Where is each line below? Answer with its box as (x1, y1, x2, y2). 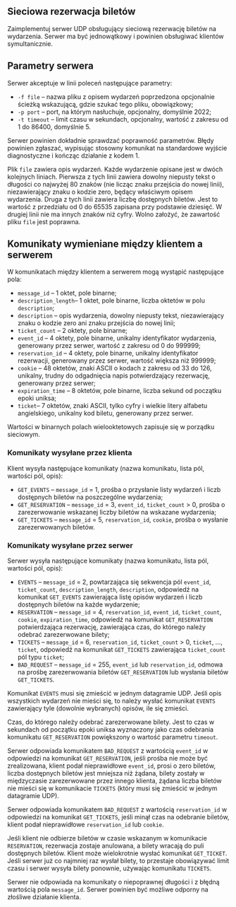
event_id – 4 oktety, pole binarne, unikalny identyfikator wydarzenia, (17, 334, 217, 342)
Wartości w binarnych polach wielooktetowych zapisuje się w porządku (7, 423, 215, 431)
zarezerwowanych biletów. (17, 522, 95, 531)
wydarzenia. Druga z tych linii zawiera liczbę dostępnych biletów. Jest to (7, 194, 218, 204)
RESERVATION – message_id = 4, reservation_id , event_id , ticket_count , (17, 608, 222, 616)
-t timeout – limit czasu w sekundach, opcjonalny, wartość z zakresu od (17, 115, 229, 123)
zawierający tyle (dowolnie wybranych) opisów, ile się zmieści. (7, 704, 189, 713)
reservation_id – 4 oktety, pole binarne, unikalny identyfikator (17, 349, 199, 358)
